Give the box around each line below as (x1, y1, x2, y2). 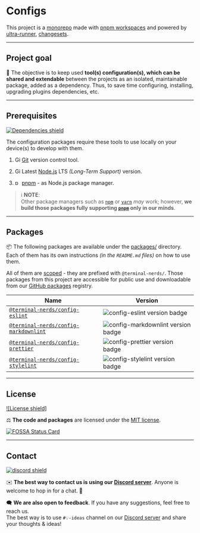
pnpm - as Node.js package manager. (21, 179, 114, 186)
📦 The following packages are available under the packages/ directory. (6, 243, 182, 250)
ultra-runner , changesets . (6, 30, 69, 37)
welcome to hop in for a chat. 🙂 (6, 487, 83, 494)
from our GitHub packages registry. (6, 282, 93, 290)
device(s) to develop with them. (6, 144, 84, 151)
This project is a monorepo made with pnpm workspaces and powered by (6, 24, 187, 31)
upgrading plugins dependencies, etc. (6, 88, 99, 95)
